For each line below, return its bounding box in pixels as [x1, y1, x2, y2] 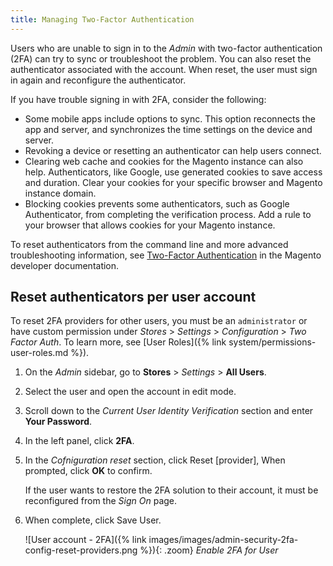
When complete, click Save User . [24, 514, 162, 526]
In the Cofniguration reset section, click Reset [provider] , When [24, 454, 286, 466]
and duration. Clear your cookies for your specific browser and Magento [24, 176, 323, 188]
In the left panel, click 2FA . [24, 435, 135, 447]
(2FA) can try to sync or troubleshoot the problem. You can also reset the [10, 52, 312, 65]
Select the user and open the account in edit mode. [24, 386, 237, 398]
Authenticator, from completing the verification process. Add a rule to [24, 208, 312, 220]
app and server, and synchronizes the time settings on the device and [24, 123, 313, 135]
